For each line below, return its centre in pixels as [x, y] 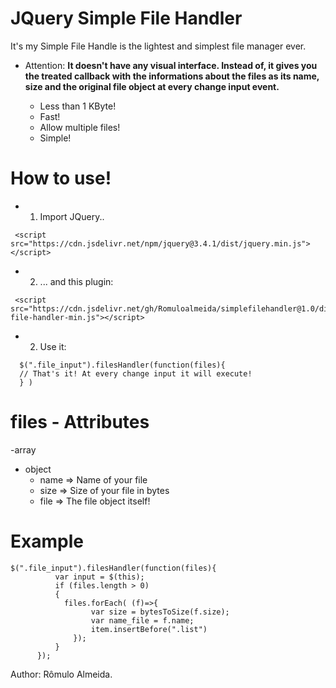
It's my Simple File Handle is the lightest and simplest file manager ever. [158, 46]
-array [23, 449]
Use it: [53, 346]
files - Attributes [80, 422]
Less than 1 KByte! [78, 106]
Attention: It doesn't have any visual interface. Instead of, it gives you [171, 65]
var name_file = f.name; [142, 620]
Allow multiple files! [80, 127]
